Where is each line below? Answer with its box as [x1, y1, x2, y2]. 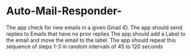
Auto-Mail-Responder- [6, 4, 122, 18]
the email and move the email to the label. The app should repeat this [6, 36, 176, 43]
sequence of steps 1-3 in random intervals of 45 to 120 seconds [6, 43, 163, 50]
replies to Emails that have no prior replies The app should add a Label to [6, 30, 186, 37]
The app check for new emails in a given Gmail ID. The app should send [6, 24, 183, 31]
